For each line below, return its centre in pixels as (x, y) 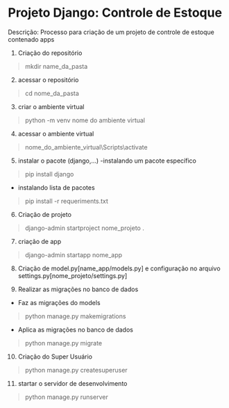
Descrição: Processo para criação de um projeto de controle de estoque (111, 32)
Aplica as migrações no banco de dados (76, 329)
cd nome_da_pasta (52, 93)
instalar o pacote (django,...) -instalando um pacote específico (107, 161)
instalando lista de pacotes (57, 187)
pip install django (49, 174)
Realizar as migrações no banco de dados (78, 289)
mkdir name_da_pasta (56, 66)
